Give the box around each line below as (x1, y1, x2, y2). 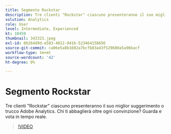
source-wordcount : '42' (5, 55, 56, 60)
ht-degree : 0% (5, 60, 36, 65)
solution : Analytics (5, 17, 49, 22)
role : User (5, 21, 28, 27)
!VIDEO (17, 123, 33, 130)
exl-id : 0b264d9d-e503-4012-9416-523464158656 (5, 41, 106, 46)
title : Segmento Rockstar (5, 7, 60, 13)
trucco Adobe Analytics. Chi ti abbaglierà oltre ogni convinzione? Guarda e (5, 108, 162, 115)
